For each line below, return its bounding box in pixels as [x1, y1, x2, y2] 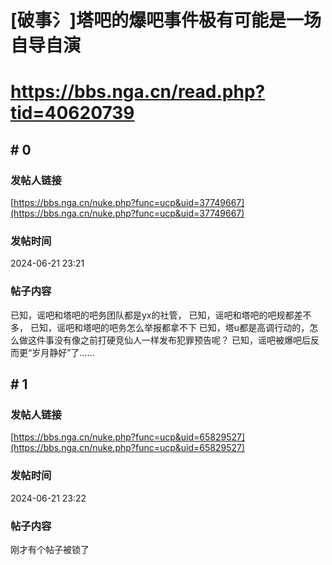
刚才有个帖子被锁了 [10, 543, 90, 555]
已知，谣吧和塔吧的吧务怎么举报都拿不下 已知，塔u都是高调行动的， [29, 321, 310, 333]
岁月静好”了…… [31, 346, 95, 358]
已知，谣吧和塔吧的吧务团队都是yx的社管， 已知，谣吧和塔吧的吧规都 [10, 309, 295, 321]
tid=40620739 [10, 102, 135, 125]
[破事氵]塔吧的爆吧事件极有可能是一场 [10, 9, 322, 32]
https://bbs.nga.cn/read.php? [10, 81, 266, 103]
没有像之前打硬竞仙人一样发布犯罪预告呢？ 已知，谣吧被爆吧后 [53, 334, 311, 346]
